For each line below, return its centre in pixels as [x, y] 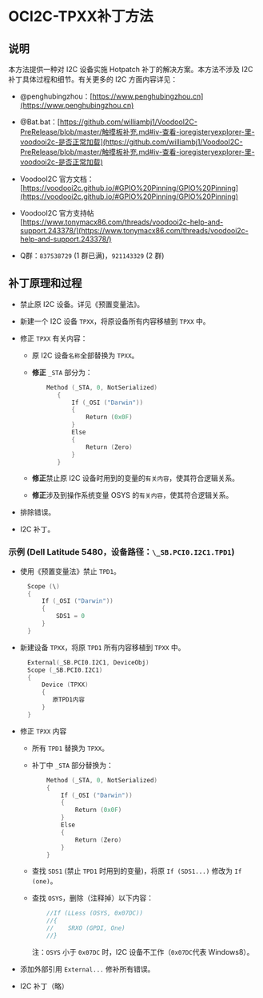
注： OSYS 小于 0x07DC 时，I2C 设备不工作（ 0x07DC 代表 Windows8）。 [143, 952]
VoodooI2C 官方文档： [57, 179]
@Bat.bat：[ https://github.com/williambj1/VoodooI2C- [109, 122]
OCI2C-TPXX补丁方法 [81, 16]
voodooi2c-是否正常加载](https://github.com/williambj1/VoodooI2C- [131, 142]
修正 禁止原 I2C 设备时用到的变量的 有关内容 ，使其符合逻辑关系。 [135, 479]
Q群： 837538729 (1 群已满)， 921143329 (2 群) [92, 256]
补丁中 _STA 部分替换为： [73, 765]
